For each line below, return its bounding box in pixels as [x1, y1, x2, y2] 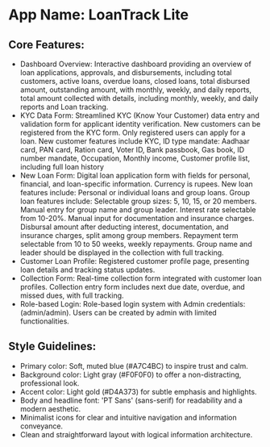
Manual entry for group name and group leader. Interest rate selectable [19, 205, 256, 215]
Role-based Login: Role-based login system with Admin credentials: [19, 299, 246, 308]
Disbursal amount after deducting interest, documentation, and [19, 222, 229, 232]
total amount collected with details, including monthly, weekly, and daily [19, 94, 259, 102]
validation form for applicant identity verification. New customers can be [19, 119, 261, 128]
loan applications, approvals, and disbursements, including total [19, 68, 232, 77]
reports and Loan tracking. [19, 102, 109, 111]
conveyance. [19, 421, 63, 431]
